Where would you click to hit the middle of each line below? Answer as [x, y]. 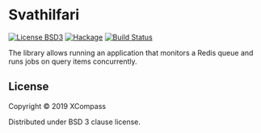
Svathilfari [44, 15]
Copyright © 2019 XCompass [57, 106]
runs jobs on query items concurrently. [73, 61]
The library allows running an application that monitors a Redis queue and [131, 52]
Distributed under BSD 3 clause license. [75, 122]
